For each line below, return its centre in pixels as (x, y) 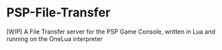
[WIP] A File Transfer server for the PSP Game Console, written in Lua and (111, 32)
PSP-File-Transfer (59, 13)
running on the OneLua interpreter (55, 38)
